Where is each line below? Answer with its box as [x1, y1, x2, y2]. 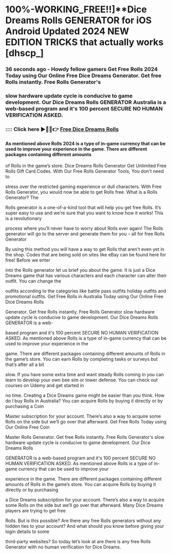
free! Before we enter [5, 257, 50, 263]
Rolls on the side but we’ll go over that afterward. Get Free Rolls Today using [5, 419, 167, 425]
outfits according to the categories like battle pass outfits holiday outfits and [5, 288, 166, 294]
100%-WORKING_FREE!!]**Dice [5, 4, 147, 15]
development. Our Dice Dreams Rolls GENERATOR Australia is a [5, 99, 166, 106]
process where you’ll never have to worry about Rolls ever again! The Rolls [5, 225, 163, 232]
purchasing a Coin [5, 403, 44, 410]
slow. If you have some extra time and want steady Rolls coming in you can [5, 372, 164, 378]
